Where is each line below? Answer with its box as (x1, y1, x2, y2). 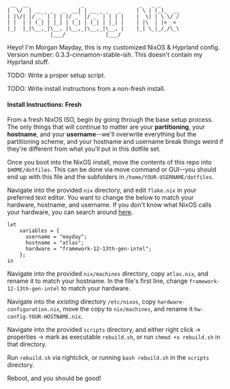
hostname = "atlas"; (25, 240, 84, 246)
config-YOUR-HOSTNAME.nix (7, 313, 81, 321)
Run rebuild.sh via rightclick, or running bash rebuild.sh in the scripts (7, 353, 209, 362)
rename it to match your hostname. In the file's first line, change (7, 277, 188, 285)
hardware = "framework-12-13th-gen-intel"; (25, 246, 152, 253)
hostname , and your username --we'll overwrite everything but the (7, 130, 197, 138)
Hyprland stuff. (7, 58, 49, 66)
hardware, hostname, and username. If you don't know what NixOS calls (7, 201, 211, 209)
